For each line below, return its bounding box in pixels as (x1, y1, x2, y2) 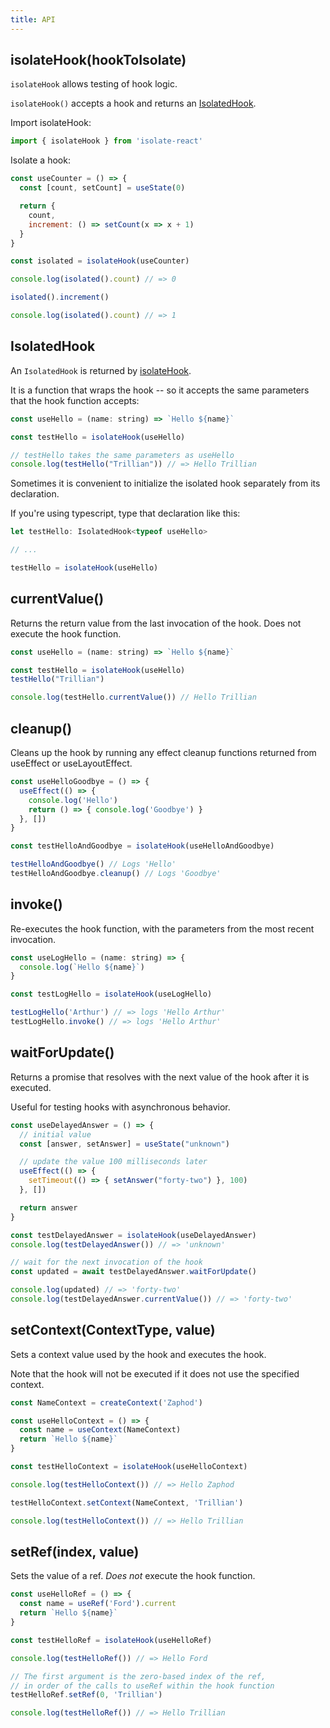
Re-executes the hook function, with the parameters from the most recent (10, 922, 315, 935)
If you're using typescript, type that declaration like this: (10, 507, 241, 520)
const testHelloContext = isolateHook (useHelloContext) (10, 1462, 248, 1472)
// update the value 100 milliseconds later (19, 1157, 208, 1167)
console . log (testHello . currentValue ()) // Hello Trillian (10, 692, 257, 703)
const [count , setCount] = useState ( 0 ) (19, 183, 186, 193)
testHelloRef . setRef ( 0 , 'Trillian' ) (10, 1690, 163, 1700)
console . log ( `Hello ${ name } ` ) (19, 962, 145, 972)
